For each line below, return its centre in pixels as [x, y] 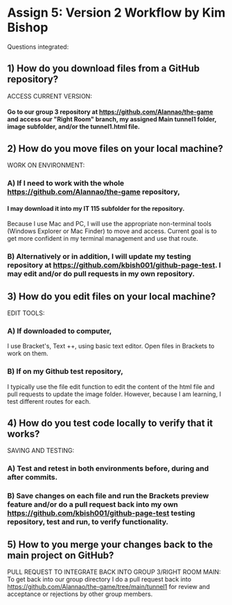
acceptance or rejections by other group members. [80, 594]
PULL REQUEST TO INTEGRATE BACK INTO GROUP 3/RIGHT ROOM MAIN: [114, 572]
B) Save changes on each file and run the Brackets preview [108, 496]
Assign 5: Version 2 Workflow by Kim [116, 13]
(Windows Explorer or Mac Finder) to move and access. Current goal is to [112, 231]
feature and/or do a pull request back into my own [93, 504]
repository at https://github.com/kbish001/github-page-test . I [114, 265]
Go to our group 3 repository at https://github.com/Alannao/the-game [110, 112]
